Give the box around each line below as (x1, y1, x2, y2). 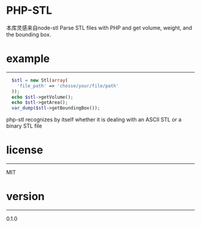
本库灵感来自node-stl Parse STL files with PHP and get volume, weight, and (6, 24, 193, 31)
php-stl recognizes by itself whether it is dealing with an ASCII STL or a (6, 116, 182, 123)
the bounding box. (6, 31, 51, 38)
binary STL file (6, 122, 42, 129)
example (6, 52, 50, 66)
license (6, 143, 44, 157)
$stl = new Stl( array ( (11, 77, 68, 83)
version (6, 190, 45, 204)
